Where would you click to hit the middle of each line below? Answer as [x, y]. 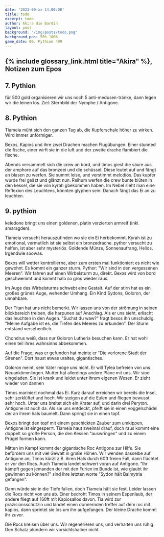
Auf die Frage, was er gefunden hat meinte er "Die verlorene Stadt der [76, 353]
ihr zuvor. [15, 514]
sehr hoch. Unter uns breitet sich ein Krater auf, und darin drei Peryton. [77, 403]
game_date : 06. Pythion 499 [34, 42]
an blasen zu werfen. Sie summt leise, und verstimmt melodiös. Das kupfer [80, 175]
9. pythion [21, 211]
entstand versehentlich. [29, 328]
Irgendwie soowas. [24, 253]
